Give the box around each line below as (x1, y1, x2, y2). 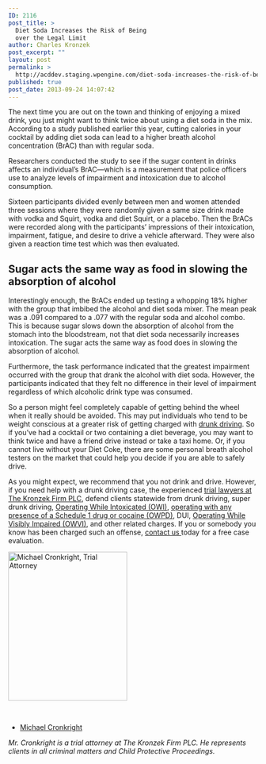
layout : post (8, 56, 51, 64)
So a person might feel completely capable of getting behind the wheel (8, 403, 240, 412)
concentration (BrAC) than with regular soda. (8, 141, 154, 151)
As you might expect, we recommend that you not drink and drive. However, (8, 477, 256, 487)
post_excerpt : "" (8, 48, 66, 56)
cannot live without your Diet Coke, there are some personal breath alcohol (8, 445, 253, 454)
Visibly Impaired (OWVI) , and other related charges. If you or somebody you (8, 519, 256, 529)
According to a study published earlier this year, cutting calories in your (8, 124, 241, 133)
